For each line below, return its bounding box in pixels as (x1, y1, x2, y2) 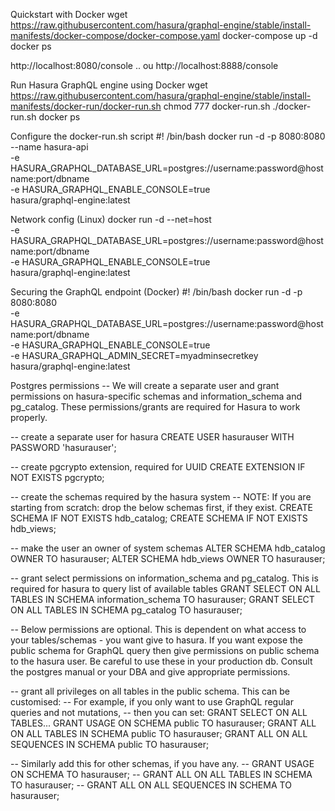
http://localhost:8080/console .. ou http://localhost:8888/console (10, 60, 279, 71)
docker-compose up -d (221, 30, 318, 41)
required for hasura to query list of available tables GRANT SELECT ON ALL (10, 583, 321, 594)
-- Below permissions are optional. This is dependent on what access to (10, 624, 307, 635)
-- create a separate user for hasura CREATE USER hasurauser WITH (10, 431, 295, 443)
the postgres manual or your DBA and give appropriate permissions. (10, 666, 291, 678)
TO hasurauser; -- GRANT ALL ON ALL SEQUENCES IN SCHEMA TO (10, 779, 292, 791)
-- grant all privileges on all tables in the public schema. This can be (10, 685, 290, 697)
